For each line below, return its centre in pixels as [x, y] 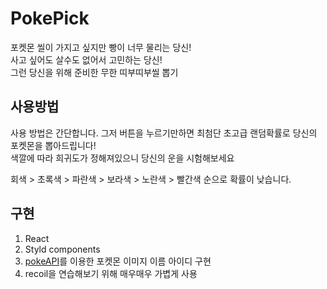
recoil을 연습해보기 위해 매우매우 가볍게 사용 [111, 273]
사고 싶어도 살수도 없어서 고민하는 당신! [86, 59]
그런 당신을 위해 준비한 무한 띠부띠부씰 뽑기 [94, 72]
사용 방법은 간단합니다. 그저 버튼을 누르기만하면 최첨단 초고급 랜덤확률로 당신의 [164, 133]
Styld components [62, 249]
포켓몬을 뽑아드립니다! [53, 145]
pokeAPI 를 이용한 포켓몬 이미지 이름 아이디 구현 [118, 261]
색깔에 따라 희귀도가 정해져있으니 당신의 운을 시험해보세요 [122, 158]
